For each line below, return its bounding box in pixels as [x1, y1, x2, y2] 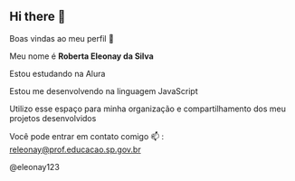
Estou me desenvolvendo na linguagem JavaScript [9, 85, 198, 96]
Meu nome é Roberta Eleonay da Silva [9, 51, 154, 62]
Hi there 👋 [9, 9, 66, 24]
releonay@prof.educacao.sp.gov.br [9, 144, 142, 155]
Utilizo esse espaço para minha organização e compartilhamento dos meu [9, 103, 287, 114]
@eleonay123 [9, 161, 61, 172]
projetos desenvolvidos [9, 112, 97, 123]
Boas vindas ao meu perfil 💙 [9, 33, 115, 43]
